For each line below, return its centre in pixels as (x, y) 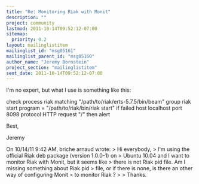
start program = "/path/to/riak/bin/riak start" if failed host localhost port (94, 108)
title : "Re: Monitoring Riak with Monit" (59, 12)
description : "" (26, 17)
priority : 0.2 (29, 40)
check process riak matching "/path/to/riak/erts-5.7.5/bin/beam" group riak (99, 102)
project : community (30, 23)
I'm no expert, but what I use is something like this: (69, 90)
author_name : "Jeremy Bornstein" (48, 62)
